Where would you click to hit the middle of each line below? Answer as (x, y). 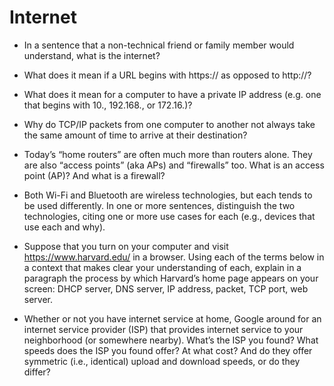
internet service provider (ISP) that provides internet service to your (163, 329)
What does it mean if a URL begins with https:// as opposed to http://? (167, 75)
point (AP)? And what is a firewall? (94, 175)
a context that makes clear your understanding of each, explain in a (162, 267)
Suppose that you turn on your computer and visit (126, 246)
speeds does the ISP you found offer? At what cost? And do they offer (168, 350)
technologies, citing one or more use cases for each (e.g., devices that (169, 216)
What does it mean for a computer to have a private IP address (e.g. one (172, 94)
